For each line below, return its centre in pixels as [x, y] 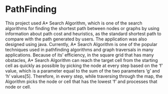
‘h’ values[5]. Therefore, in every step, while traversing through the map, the [84, 76]
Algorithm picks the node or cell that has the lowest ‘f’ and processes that [81, 81]
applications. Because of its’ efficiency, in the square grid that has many [79, 55]
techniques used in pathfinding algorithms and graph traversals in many [79, 49]
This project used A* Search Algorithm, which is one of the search [74, 23]
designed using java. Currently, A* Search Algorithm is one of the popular [81, 44]
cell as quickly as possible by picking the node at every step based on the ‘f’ [84, 65]
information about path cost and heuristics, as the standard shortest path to [83, 33]
